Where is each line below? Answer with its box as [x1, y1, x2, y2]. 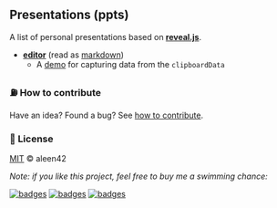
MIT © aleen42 [9, 153, 67, 164]
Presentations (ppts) [9, 7, 129, 23]
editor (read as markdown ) [22, 49, 125, 60]
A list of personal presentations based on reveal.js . [9, 31, 202, 42]
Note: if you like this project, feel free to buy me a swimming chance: [9, 171, 269, 182]
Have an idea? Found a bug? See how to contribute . [9, 109, 203, 121]
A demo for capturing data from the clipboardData [36, 58, 225, 69]
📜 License [9, 132, 54, 145]
